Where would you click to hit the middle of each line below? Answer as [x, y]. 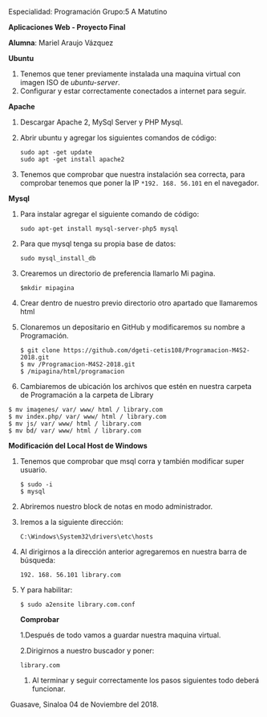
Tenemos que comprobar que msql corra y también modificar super [132, 461]
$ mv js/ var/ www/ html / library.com [75, 424]
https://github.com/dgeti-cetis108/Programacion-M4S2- [156, 350]
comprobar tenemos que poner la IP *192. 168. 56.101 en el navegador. [139, 183]
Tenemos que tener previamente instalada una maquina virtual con [130, 74]
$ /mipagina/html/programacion [72, 371]
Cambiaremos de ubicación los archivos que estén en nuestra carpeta [136, 386]
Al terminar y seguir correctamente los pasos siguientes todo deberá [145, 680]
